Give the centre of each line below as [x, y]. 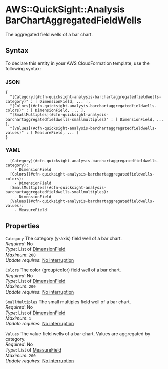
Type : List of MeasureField [33, 350]
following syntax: [23, 68]
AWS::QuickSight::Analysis [65, 9]
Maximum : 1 [18, 318]
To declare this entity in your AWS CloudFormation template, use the [77, 63]
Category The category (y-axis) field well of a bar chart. [64, 238]
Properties [23, 226]
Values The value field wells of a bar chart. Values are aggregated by [78, 334]
